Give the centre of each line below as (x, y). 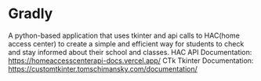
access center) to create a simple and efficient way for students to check (126, 43)
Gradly (31, 14)
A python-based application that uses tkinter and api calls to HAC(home (124, 35)
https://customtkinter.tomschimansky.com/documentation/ (103, 68)
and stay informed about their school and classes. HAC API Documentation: (130, 52)
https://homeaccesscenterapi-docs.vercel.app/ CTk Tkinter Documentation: (131, 61)
